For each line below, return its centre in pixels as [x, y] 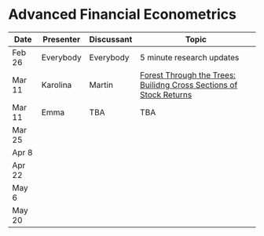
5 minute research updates [190, 57]
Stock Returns [166, 94]
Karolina [57, 85]
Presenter [62, 39]
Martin [101, 85]
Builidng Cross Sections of [189, 85]
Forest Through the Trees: [188, 74]
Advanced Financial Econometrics [123, 15]
